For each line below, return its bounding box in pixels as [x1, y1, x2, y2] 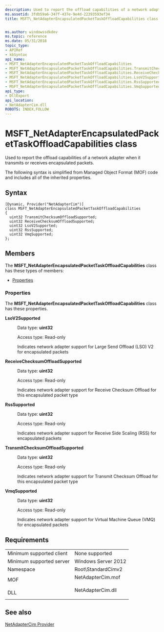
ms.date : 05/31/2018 [5, 39, 47, 44]
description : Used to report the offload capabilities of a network [5, 7, 147, 12]
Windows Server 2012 [74, 557, 127, 564]
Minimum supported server [7, 557, 70, 564]
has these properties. [5, 305, 48, 311]
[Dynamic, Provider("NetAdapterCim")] [5, 202, 84, 206]
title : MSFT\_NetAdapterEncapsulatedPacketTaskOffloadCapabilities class [5, 16, 159, 21]
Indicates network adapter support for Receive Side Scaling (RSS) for [17, 430, 157, 436]
